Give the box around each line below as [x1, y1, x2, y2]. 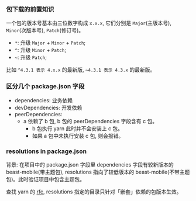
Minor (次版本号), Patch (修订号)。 [6, 27, 84, 34]
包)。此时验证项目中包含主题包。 [6, 175, 85, 182]
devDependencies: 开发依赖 [14, 104, 82, 111]
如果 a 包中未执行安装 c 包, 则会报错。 [32, 132, 124, 139]
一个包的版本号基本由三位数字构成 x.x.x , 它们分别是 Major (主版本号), [6, 19, 171, 27]
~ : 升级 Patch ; [14, 54, 47, 61]
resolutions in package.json [6, 147, 87, 155]
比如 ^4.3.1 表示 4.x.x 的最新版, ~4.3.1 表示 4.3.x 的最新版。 [6, 66, 156, 74]
